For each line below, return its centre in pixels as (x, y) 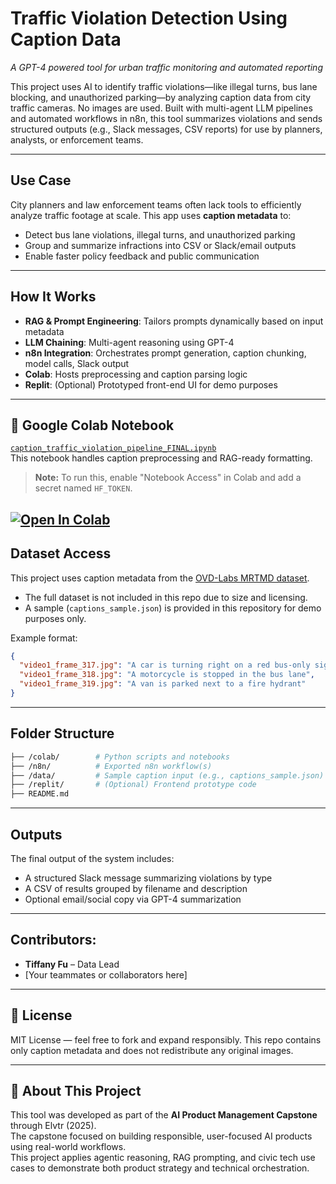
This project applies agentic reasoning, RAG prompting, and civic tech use (163, 1158)
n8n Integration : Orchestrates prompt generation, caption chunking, (165, 353)
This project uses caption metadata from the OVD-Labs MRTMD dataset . (160, 578)
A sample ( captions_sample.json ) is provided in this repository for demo (173, 608)
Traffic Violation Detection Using (149, 18)
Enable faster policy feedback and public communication (142, 256)
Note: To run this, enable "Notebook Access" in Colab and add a (168, 478)
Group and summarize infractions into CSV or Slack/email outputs (160, 245)
